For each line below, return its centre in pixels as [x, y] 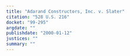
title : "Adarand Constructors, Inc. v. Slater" [66, 11]
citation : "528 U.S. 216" [38, 17]
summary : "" [21, 44]
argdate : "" [21, 28]
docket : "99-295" [27, 22]
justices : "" [22, 38]
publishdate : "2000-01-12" [39, 33]
